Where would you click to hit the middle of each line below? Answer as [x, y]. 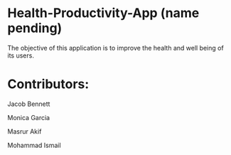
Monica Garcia [29, 117]
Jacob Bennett [29, 104]
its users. [21, 55]
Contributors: [48, 84]
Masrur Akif [25, 131]
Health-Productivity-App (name [103, 13]
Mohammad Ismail [34, 145]
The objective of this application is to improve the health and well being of [116, 48]
